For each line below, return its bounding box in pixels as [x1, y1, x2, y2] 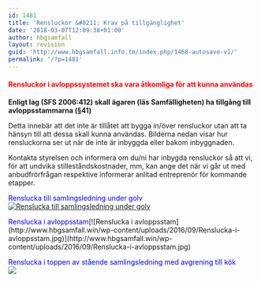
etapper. [8, 178, 35, 187]
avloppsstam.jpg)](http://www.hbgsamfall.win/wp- [8, 234, 173, 243]
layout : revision [8, 41, 65, 49]
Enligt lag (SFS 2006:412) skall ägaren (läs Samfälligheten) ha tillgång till [8, 98, 252, 107]
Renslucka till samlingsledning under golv [8, 194, 144, 203]
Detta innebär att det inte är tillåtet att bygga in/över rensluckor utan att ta [8, 121, 247, 131]
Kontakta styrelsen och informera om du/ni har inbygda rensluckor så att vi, [8, 153, 253, 162]
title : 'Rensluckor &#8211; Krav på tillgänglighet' [8, 19, 185, 27]
